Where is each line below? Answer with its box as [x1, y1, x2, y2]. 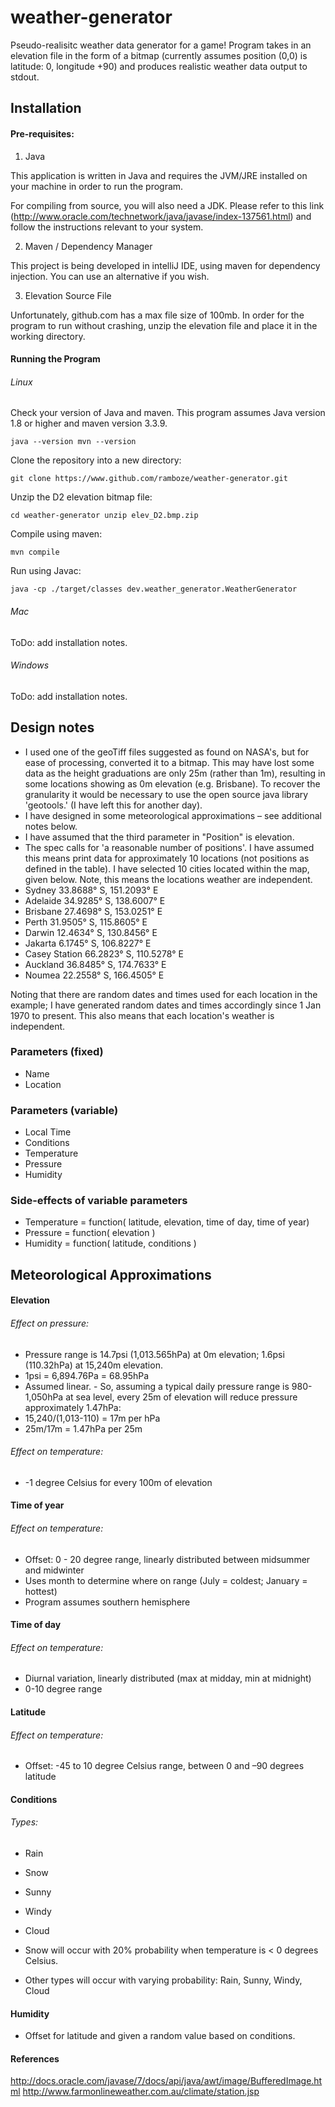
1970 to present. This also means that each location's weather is [10, 1009, 275, 1021]
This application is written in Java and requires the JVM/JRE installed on [10, 169, 308, 181]
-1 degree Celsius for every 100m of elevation [24, 1476, 213, 1488]
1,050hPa [24, 1391, 64, 1403]
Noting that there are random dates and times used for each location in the [10, 988, 318, 1000]
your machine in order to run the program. [10, 180, 184, 192]
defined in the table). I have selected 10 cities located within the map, [24, 862, 310, 875]
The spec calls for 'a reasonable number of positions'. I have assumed [24, 841, 315, 853]
